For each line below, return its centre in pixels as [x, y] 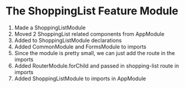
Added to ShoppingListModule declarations [68, 40]
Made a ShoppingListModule [50, 28]
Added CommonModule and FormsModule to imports [80, 47]
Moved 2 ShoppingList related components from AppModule [89, 34]
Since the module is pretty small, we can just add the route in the [95, 53]
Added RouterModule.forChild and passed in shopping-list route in [97, 66]
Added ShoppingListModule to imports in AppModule [80, 78]
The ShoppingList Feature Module [92, 11]
